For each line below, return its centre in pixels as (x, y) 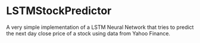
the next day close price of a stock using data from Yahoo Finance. (88, 33)
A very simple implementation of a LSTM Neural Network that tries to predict (100, 27)
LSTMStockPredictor (59, 11)
